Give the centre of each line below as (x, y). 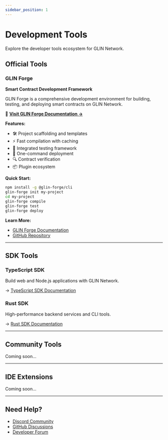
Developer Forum (30, 432)
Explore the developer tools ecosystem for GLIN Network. (64, 48)
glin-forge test (22, 206)
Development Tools (46, 34)
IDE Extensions (29, 377)
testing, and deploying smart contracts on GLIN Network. (64, 104)
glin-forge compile (25, 201)
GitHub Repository (31, 235)
